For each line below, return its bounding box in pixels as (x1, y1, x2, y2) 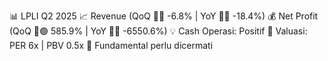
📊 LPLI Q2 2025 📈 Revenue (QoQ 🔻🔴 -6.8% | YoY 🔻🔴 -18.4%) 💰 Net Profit (9, 10, 319, 22)
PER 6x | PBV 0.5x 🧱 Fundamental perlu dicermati (9, 40, 214, 51)
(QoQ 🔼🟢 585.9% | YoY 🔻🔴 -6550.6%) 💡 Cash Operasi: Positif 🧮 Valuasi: (9, 25, 308, 37)
